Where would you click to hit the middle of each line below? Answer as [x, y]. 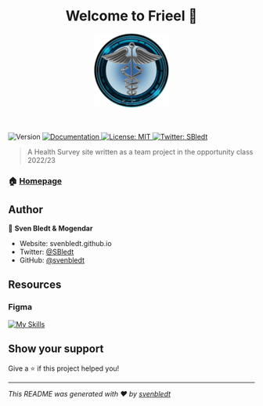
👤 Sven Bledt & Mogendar [50, 228]
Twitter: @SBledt [47, 252]
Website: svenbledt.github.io [65, 244]
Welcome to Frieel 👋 [131, 16]
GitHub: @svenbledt [52, 260]
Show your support [56, 349]
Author [25, 210]
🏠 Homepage [35, 181]
